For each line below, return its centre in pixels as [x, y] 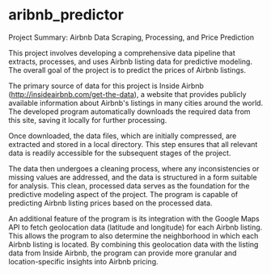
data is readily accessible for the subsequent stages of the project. [120, 153]
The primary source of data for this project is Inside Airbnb [106, 86]
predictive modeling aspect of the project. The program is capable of [123, 194]
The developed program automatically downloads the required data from [129, 112]
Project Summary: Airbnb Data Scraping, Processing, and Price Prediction [131, 37]
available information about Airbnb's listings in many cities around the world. [136, 103]
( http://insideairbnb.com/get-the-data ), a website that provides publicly [127, 94]
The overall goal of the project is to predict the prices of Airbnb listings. [127, 70]
